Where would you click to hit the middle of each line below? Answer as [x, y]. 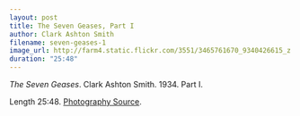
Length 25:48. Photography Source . [75, 102]
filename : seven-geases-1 [57, 42]
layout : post [34, 17]
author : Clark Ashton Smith [62, 34]
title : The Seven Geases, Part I [72, 26]
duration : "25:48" [44, 59]
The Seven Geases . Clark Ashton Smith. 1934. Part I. [106, 84]
